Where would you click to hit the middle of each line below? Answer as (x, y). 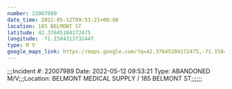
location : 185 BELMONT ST (44, 26)
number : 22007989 (32, 13)
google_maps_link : (33, 52)
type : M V (21, 45)
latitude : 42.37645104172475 (49, 33)
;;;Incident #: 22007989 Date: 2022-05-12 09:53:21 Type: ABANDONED (109, 71)
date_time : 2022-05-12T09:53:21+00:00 (63, 20)
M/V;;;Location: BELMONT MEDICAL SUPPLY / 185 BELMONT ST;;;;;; (105, 78)
